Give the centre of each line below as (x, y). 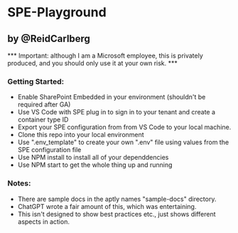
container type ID (43, 120)
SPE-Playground (57, 12)
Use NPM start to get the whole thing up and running (95, 165)
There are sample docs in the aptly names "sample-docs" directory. (117, 199)
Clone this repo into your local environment (81, 135)
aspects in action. (43, 222)
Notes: (19, 183)
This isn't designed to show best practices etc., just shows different (117, 214)
